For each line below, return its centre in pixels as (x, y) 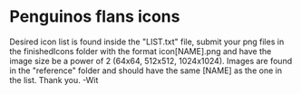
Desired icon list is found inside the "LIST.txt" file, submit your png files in (147, 42)
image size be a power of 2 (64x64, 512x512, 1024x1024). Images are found (151, 61)
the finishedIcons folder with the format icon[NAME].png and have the (141, 51)
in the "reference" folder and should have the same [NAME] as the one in (146, 70)
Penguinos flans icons (95, 17)
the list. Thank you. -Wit (54, 80)
